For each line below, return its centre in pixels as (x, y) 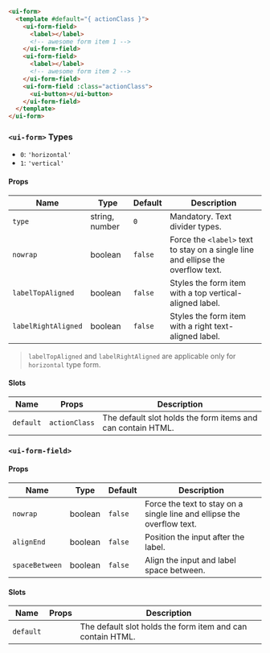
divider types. (196, 226)
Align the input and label (190, 560)
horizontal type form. (64, 364)
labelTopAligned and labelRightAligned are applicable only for (132, 356)
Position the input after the (194, 537)
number (105, 226)
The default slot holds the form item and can (164, 626)
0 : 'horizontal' (45, 155)
